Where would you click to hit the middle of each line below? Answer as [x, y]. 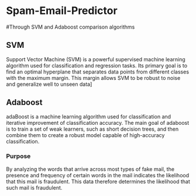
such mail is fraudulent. [34, 187]
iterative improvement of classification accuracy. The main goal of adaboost [98, 123]
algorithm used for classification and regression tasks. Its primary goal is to [97, 65]
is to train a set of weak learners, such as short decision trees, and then [92, 129]
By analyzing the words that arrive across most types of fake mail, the [90, 169]
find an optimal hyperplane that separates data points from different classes [97, 72]
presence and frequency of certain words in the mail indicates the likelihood [97, 175]
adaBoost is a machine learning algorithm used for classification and [89, 116]
